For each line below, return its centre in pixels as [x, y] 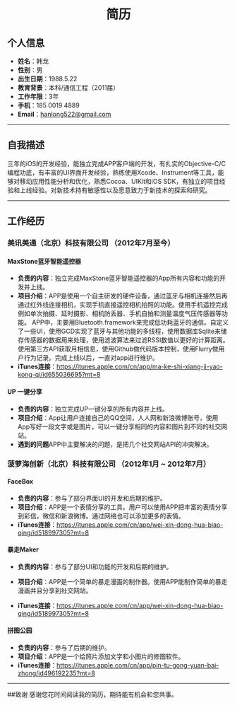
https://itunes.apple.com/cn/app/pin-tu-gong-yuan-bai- [138, 665]
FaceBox [20, 482]
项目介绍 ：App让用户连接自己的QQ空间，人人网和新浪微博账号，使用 [118, 417]
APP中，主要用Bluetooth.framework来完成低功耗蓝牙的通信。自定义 [130, 322]
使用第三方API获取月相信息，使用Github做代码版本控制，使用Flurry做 [118, 349]
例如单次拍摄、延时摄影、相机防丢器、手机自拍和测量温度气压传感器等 [120, 314]
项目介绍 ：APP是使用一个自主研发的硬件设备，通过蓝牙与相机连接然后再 [122, 296]
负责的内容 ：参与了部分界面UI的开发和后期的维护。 [92, 498]
